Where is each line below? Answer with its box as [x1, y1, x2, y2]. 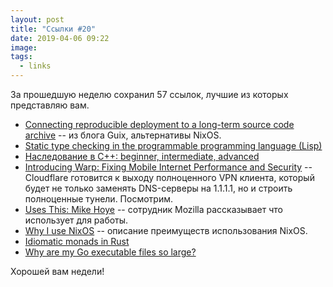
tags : [10, 52, 33, 62]
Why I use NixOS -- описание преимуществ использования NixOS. [24, 225, 308, 236]
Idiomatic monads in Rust [24, 236, 130, 247]
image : [10, 42, 38, 53]
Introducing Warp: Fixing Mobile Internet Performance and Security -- [24, 161, 313, 173]
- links [19, 61, 52, 71]
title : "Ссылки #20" [10, 24, 97, 34]
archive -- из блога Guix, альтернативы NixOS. [24, 129, 222, 141]
